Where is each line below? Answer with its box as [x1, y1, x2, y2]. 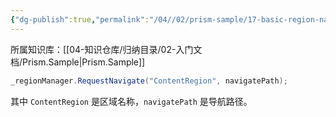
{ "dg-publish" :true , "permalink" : [10, 14, 150, 25]
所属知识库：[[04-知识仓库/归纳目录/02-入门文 [10, 43, 203, 55]
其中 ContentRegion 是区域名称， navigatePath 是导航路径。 [10, 95, 253, 107]
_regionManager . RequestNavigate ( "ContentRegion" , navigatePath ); [10, 76, 288, 86]
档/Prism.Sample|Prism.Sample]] [10, 56, 146, 68]
